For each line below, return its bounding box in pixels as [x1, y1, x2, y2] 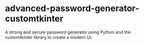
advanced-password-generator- [5, 3, 140, 14]
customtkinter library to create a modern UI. [5, 34, 93, 40]
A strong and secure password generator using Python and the [5, 29, 131, 35]
